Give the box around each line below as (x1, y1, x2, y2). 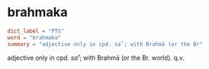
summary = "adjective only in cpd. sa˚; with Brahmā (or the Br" (7, 40, 203, 48)
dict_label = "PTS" (7, 27, 65, 34)
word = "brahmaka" (7, 34, 61, 41)
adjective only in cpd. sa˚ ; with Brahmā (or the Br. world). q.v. (7, 54, 184, 62)
